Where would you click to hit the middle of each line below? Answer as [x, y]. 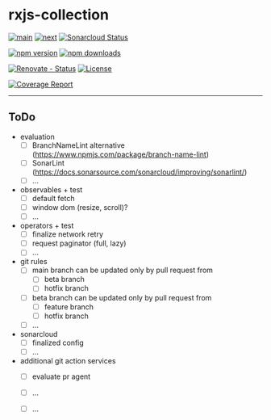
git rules [33, 262]
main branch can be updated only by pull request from [123, 270]
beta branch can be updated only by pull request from [122, 297]
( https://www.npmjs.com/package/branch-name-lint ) [121, 154]
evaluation [37, 136]
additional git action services [68, 360]
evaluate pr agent [61, 376]
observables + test [51, 189]
